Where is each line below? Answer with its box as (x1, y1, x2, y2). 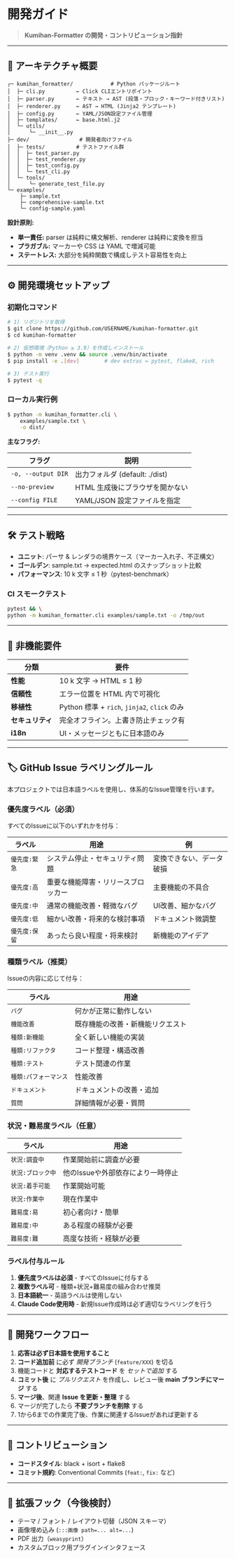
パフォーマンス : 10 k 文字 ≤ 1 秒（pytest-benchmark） (17, 570, 173, 579)
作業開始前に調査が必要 (62, 1155, 141, 1164)
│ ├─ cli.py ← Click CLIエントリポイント (7, 88, 152, 95)
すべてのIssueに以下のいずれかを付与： (7, 821, 120, 830)
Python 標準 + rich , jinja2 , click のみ (59, 702, 184, 712)
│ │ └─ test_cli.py (7, 168, 71, 175)
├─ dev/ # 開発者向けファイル (7, 136, 133, 143)
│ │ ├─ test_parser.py (7, 149, 80, 156)
